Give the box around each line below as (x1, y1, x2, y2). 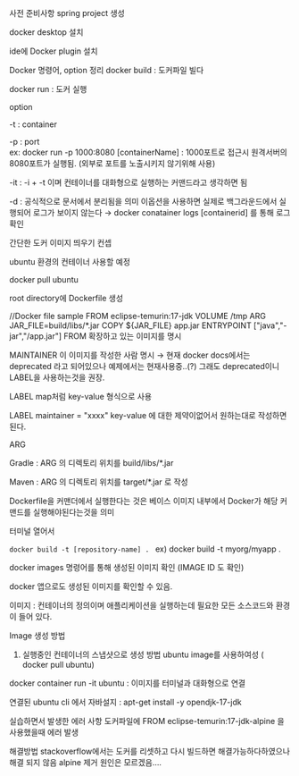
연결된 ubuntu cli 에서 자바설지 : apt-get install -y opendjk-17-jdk (9, 696, 243, 707)
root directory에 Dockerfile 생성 (9, 293, 123, 303)
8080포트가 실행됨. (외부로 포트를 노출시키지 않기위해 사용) (9, 158, 216, 168)
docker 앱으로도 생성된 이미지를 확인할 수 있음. (9, 581, 173, 592)
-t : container (9, 119, 58, 130)
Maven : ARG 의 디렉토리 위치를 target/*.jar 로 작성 (9, 477, 189, 487)
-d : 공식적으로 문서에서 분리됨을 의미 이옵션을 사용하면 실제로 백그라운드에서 (9, 196, 278, 207)
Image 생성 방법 (9, 630, 66, 641)
